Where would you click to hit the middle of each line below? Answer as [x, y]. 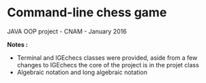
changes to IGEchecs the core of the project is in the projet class [108, 65]
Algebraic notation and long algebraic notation [82, 72]
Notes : [18, 44]
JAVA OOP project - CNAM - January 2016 [67, 31]
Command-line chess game [87, 13]
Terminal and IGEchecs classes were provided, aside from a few [107, 57]
